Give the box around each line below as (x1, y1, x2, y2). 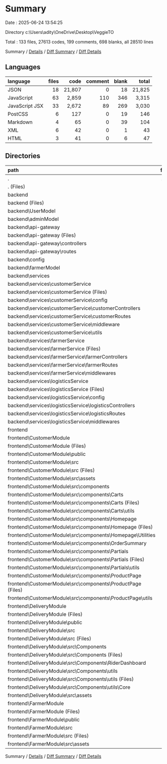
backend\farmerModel (7, 264, 61, 271)
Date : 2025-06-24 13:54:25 (5, 19, 63, 25)
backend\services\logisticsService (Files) (7, 385, 104, 392)
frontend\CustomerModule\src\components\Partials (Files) (7, 556, 145, 563)
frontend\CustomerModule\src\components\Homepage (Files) (7, 523, 153, 530)
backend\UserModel (7, 207, 56, 214)
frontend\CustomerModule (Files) (7, 442, 86, 449)
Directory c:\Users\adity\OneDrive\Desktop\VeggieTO (5, 29, 114, 35)
